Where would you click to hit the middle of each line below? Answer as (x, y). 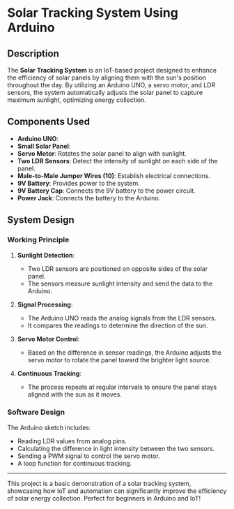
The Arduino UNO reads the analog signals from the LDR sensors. (122, 318)
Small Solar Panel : (44, 146)
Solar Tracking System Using (93, 13)
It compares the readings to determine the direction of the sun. (118, 325)
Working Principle (38, 240)
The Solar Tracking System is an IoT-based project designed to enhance (112, 70)
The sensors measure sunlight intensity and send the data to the (120, 283)
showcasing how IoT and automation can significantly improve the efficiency (117, 491)
